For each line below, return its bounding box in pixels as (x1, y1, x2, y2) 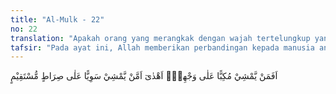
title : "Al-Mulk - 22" (10, 14, 105, 25)
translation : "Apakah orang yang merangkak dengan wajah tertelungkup (10, 33, 311, 43)
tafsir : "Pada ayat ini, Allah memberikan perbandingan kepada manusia (10, 42, 315, 53)
